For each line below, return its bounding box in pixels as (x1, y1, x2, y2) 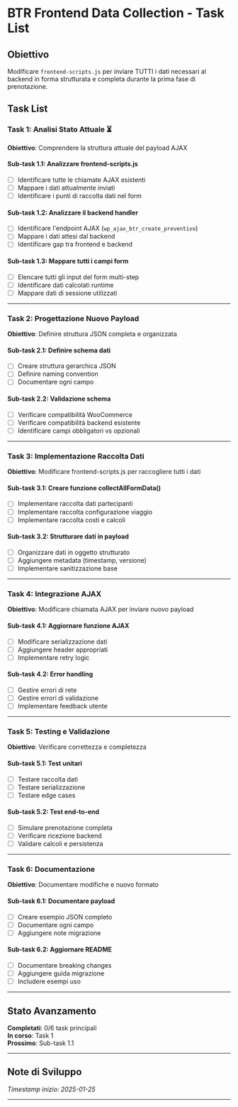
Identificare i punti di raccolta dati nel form (17, 192, 142, 200)
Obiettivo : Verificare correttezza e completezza (7, 742, 147, 751)
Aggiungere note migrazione (17, 929, 101, 937)
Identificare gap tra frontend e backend (17, 240, 133, 249)
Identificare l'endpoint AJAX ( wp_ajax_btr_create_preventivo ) (17, 224, 198, 232)
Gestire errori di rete (17, 686, 77, 694)
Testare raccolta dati (17, 774, 78, 783)
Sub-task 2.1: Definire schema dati (7, 346, 111, 355)
